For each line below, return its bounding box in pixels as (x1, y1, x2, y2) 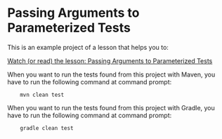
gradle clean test (20, 124, 74, 131)
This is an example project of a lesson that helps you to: (7, 43, 169, 51)
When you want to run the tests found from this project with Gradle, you (7, 103, 216, 112)
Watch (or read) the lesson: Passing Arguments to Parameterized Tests (7, 56, 213, 65)
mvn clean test (20, 91, 65, 98)
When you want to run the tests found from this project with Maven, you (7, 70, 216, 79)
